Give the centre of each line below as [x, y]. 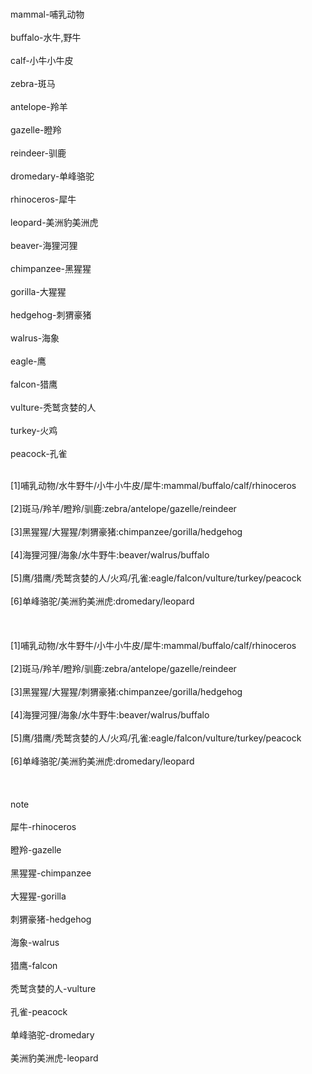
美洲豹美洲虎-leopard [54, 1058]
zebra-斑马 [33, 83]
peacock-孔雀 [39, 453]
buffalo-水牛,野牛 [46, 37]
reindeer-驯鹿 [38, 153]
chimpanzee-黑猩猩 [51, 268]
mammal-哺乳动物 [47, 14]
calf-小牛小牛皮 [42, 60]
